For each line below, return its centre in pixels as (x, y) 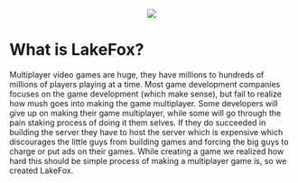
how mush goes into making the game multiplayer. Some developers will (144, 103)
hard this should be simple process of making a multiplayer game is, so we (148, 160)
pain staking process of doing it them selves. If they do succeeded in (138, 123)
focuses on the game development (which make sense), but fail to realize (146, 94)
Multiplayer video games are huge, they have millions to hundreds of (137, 74)
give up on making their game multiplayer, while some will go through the (145, 113)
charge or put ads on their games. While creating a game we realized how (147, 151)
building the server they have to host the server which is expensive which (146, 132)
